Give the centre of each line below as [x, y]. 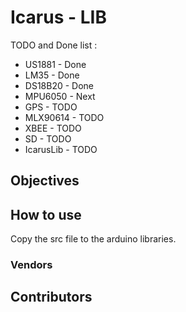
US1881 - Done [55, 64]
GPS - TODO [51, 107]
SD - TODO [48, 138]
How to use [46, 214]
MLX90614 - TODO [64, 117]
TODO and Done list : [54, 45]
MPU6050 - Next [60, 96]
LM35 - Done [52, 75]
